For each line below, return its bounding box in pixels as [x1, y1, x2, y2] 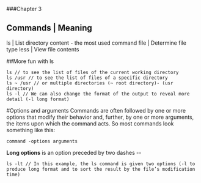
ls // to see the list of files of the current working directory [6, 69, 179, 75]
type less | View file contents [6, 45, 79, 53]
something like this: [6, 126, 56, 133]
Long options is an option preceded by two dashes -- [6, 149, 142, 156]
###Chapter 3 [6, 6, 42, 12]
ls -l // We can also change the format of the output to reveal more [6, 91, 190, 97]
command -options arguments [6, 138, 78, 144]
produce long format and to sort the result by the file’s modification [6, 166, 196, 172]
